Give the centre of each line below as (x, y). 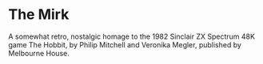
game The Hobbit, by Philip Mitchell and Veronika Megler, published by (125, 44)
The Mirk (39, 15)
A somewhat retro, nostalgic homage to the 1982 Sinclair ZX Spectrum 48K (132, 36)
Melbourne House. (39, 53)
